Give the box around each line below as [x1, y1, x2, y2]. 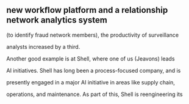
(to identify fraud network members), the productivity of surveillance [6, 31, 179, 39]
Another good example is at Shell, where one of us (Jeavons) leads [6, 54, 175, 62]
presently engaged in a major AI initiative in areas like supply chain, [6, 78, 176, 86]
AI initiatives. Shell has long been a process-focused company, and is [6, 67, 181, 74]
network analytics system [6, 15, 108, 26]
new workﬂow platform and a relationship [6, 5, 168, 15]
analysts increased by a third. [6, 43, 80, 50]
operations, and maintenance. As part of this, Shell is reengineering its [6, 91, 183, 98]
